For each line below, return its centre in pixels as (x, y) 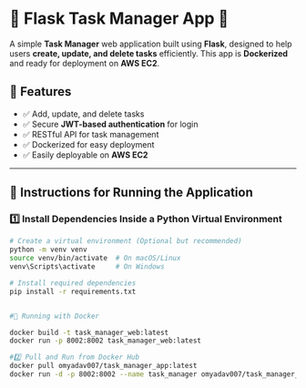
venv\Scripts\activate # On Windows (87, 267)
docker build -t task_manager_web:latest (89, 332)
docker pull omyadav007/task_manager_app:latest (103, 366)
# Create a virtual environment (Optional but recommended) (126, 241)
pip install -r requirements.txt (73, 291)
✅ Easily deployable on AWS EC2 (85, 155)
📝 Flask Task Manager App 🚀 (119, 19)
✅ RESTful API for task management (91, 134)
